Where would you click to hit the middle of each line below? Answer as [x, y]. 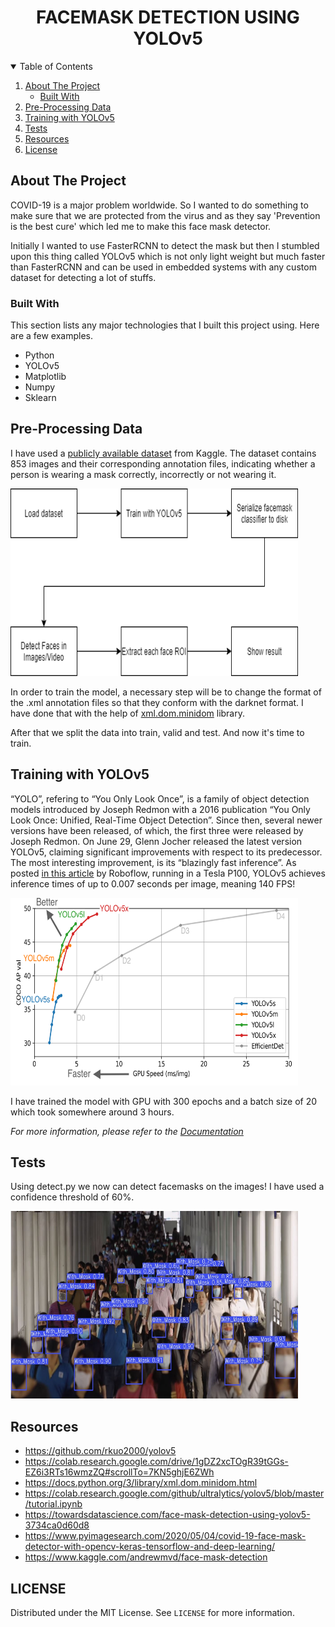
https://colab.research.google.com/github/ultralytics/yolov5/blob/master [174, 1493]
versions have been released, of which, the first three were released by [157, 830]
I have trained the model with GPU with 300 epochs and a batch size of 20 [164, 1101]
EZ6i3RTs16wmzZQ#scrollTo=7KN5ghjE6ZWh [119, 1472]
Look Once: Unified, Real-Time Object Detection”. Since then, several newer [166, 820]
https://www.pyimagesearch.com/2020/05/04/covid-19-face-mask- [165, 1536]
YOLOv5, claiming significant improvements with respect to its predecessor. [166, 852]
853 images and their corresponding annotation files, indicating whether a [163, 463]
